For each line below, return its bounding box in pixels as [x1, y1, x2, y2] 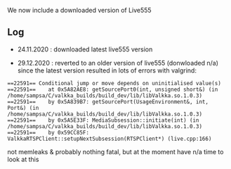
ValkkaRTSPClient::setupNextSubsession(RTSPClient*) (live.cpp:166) [7, 135, 212, 142]
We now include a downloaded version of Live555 [7, 6, 152, 14]
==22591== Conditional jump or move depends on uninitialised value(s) [7, 80, 221, 87]
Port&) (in [7, 104, 39, 111]
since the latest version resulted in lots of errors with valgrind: [17, 66, 197, 75]
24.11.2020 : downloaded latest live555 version [17, 45, 153, 54]
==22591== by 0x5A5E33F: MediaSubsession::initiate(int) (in [7, 116, 199, 124]
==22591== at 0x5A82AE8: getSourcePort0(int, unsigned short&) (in [7, 86, 218, 93]
